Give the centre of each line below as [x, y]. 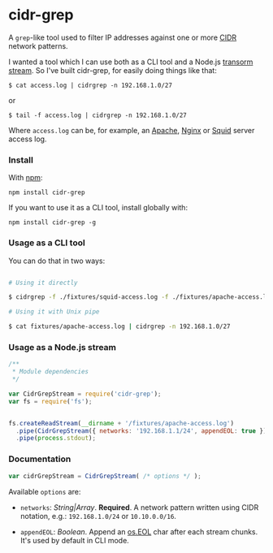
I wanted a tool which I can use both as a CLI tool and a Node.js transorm [131, 62]
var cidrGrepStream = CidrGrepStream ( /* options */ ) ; [105, 476]
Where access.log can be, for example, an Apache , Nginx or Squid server [132, 130]
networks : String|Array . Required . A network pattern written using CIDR [139, 507]
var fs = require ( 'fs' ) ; [50, 401]
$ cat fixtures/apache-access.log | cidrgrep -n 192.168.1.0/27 [119, 326]
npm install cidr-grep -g [52, 222]
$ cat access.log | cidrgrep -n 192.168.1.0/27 [91, 85]
